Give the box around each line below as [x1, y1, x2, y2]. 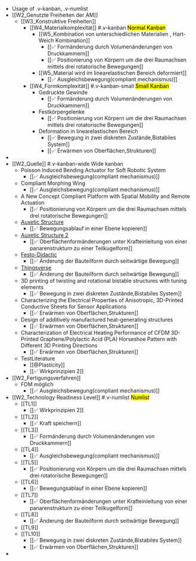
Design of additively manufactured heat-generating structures [20, 316, 173, 323]
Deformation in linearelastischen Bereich [38, 128, 138, 135]
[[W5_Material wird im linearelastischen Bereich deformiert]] [38, 69, 187, 77]
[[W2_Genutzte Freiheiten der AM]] [11, 11, 98, 19]
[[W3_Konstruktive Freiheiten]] [20, 18, 97, 25]
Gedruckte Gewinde [38, 89, 88, 96]
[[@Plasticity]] [29, 361, 66, 368]
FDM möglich [20, 381, 54, 388]
